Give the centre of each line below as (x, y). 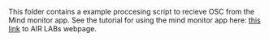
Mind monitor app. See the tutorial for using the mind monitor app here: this (135, 20)
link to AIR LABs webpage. (53, 29)
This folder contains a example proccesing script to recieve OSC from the (131, 12)
